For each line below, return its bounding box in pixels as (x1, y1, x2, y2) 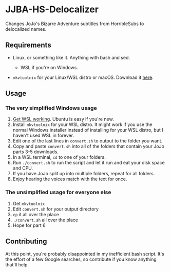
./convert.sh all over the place (12, 217, 79, 223)
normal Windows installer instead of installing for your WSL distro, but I (12, 127, 163, 133)
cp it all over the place (12, 211, 59, 217)
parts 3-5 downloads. (12, 149, 59, 155)
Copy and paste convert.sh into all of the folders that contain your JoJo (12, 143, 164, 150)
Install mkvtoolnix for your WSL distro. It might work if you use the (12, 121, 153, 128)
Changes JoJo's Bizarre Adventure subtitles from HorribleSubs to (5, 20, 144, 27)
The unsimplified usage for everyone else (5, 189, 111, 196)
